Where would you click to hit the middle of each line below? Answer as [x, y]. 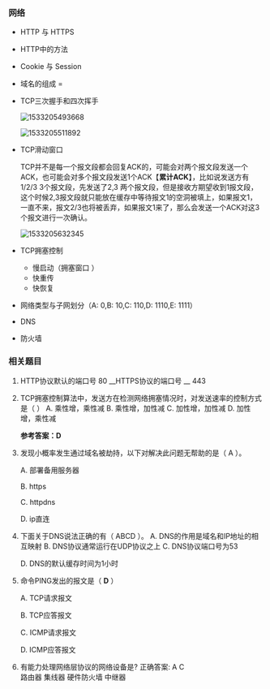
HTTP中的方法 [44, 50]
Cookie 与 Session [51, 67]
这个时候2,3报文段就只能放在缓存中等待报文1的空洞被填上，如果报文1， [139, 197]
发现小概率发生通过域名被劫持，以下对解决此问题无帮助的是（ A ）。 [133, 453]
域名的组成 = [41, 84]
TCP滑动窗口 [41, 150]
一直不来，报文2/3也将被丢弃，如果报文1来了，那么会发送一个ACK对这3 [140, 208]
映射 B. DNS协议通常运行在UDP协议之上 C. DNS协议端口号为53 [133, 546]
